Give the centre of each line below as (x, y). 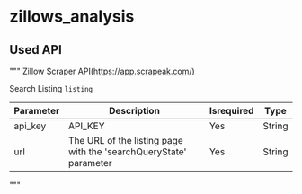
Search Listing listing (51, 88)
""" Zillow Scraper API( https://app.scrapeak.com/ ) (102, 71)
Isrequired (231, 111)
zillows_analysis (72, 17)
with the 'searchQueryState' (127, 152)
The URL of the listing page (125, 141)
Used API (36, 50)
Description (134, 111)
